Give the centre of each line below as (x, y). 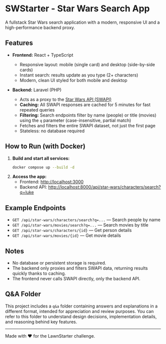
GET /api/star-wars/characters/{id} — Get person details (72, 230)
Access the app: (29, 177)
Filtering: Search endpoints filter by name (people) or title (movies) (88, 115)
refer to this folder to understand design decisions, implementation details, (81, 316)
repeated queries (37, 110)
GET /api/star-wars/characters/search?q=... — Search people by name (86, 220)
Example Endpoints (35, 208)
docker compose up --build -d (43, 167)
